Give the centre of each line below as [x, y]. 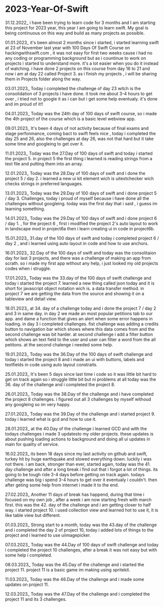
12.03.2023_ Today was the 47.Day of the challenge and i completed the [78, 594]
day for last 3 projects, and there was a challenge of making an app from [78, 258]
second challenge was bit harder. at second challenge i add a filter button [79, 334]
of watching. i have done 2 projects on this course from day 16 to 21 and [78, 68]
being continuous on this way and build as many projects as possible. [75, 33]
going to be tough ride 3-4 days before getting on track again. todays [75, 474]
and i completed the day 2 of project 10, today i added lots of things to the [79, 530]
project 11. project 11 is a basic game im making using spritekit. [68, 570]
